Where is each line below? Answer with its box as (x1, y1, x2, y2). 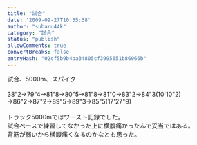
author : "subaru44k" (7, 23, 67, 30)
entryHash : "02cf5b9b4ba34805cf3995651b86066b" (7, 55, 147, 62)
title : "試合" (7, 10, 46, 17)
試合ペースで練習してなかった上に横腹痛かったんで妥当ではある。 (7, 122, 195, 130)
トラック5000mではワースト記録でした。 (7, 113, 124, 121)
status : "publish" (7, 36, 60, 43)
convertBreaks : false (7, 49, 70, 56)
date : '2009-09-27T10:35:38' (7, 17, 91, 23)
